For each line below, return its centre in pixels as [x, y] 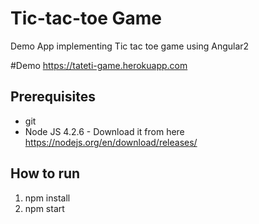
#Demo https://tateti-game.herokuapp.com [99, 65]
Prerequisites [53, 97]
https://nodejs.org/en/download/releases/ [111, 142]
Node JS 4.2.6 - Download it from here [104, 131]
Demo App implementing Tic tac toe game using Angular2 [130, 46]
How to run [45, 173]
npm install [47, 198]
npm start [44, 208]
